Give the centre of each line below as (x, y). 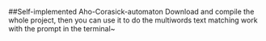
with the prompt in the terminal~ (62, 29)
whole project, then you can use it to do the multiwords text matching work (133, 20)
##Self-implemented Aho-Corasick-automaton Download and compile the (131, 12)
